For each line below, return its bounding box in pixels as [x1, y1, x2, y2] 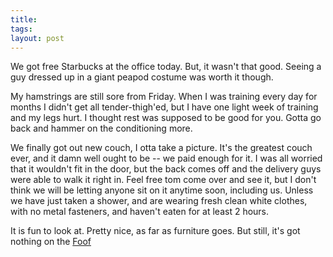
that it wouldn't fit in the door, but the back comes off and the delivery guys [10, 163, 322, 175]
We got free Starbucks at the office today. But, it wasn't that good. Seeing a [10, 61, 322, 73]
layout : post [10, 33, 65, 43]
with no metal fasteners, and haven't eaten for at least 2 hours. [10, 206, 270, 218]
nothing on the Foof [10, 236, 92, 248]
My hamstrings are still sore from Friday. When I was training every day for [10, 91, 318, 103]
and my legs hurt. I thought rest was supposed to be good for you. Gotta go [10, 112, 322, 124]
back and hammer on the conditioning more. [10, 122, 193, 135]
